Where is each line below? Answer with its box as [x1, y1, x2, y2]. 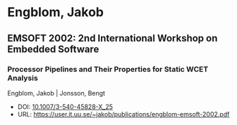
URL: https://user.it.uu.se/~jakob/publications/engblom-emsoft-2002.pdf [17, 110, 230, 118]
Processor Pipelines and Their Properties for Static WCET [7, 64, 209, 74]
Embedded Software [7, 43, 99, 55]
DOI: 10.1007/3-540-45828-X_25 [17, 103, 114, 111]
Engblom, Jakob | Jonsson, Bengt [7, 88, 106, 97]
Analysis [7, 73, 39, 83]
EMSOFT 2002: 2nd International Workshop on [7, 32, 218, 44]
